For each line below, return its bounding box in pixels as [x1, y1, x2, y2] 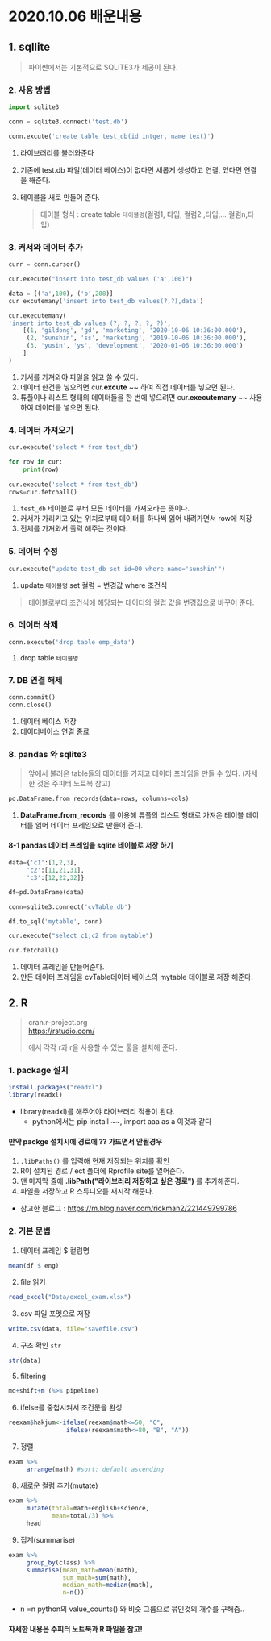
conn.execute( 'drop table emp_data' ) [8, 638, 135, 646]
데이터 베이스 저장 [19, 716, 77, 726]
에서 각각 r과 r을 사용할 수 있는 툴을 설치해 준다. [27, 1042, 177, 1052]
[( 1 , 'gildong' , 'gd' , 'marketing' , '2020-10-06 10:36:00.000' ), [23, 327, 248, 335]
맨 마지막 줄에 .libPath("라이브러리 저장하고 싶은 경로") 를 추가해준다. [19, 1177, 240, 1186]
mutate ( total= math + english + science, [26, 1505, 150, 1513]
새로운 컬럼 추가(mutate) [19, 1481, 98, 1490]
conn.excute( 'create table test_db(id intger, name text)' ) [8, 132, 215, 141]
